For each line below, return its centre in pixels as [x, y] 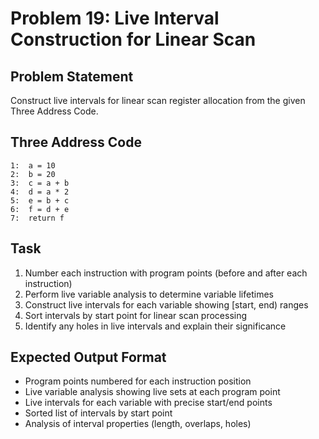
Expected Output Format [88, 357]
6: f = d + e [40, 209]
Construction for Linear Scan [133, 39]
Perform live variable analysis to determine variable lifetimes [149, 294]
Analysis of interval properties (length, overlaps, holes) [138, 424]
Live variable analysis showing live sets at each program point [152, 392]
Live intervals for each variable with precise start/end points [148, 403]
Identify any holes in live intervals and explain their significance [155, 326]
